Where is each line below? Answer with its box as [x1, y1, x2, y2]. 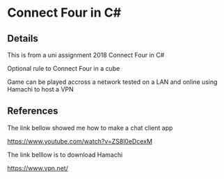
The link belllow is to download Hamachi [7, 151, 123, 159]
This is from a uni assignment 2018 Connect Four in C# [7, 51, 165, 59]
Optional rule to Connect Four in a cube [7, 65, 120, 72]
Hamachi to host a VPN [7, 85, 74, 93]
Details [7, 33, 38, 44]
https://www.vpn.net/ [7, 164, 68, 172]
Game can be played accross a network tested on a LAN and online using [7, 78, 218, 86]
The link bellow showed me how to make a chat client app [7, 123, 173, 132]
